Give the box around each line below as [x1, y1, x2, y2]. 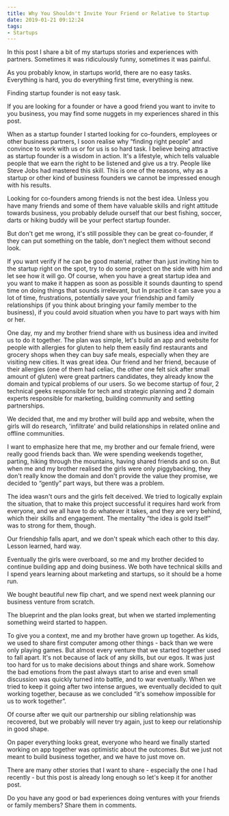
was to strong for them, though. [7, 521, 96, 530]
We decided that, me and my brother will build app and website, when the [7, 415, 215, 423]
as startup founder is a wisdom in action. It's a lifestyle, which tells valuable [7, 152, 220, 160]
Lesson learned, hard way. [7, 542, 82, 550]
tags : [7, 23, 23, 29]
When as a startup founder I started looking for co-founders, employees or [7, 130, 217, 138]
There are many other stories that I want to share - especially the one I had [7, 766, 217, 774]
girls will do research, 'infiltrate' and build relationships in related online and [7, 422, 220, 430]
